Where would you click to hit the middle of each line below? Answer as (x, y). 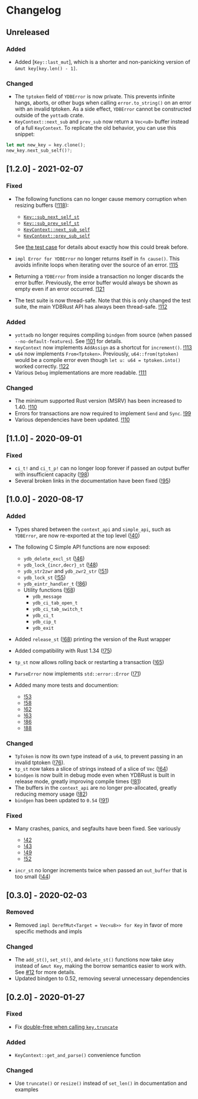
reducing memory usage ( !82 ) (51, 794)
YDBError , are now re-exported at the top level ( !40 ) (77, 535)
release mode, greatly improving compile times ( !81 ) (78, 781)
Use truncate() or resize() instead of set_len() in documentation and (101, 1083)
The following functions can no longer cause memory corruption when (101, 198)
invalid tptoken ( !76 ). (40, 762)
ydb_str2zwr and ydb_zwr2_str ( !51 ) (66, 571)
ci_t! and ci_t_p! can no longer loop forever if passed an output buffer (102, 468)
